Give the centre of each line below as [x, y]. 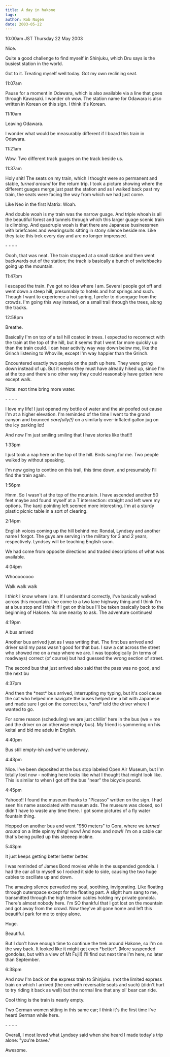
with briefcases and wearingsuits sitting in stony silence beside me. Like [81, 230]
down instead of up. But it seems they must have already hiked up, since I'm [85, 368]
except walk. [19, 380]
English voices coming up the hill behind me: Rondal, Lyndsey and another [83, 531]
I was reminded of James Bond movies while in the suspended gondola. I [82, 866]
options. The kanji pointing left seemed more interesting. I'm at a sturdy [80, 506]
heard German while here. [32, 1015]
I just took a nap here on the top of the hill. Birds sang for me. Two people [82, 455]
